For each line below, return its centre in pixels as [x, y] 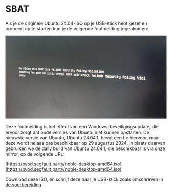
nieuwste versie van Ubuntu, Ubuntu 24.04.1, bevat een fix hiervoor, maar [83, 138]
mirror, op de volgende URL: [35, 154]
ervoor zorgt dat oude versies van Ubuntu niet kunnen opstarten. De [77, 132]
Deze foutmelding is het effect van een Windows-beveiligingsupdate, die [82, 127]
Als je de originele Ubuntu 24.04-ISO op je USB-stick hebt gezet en [76, 23]
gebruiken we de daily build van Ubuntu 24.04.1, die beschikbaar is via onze [85, 148]
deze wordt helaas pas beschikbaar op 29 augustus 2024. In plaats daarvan [85, 143]
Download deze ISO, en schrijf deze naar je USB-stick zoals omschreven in [84, 179]
